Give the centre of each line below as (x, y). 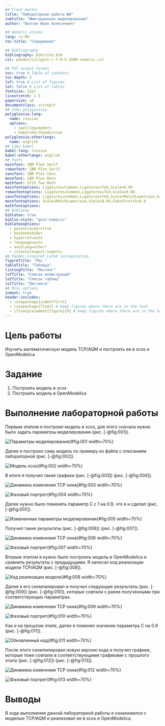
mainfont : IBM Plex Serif (31, 165)
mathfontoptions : (23, 206)
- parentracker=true (30, 229)
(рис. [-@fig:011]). (23, 630)
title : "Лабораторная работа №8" (39, 14)
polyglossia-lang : (24, 114)
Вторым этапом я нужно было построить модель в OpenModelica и (76, 557)
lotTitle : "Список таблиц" (33, 279)
